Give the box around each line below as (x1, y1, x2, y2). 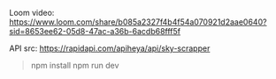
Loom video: (9, 8, 55, 18)
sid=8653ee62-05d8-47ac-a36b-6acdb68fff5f (9, 26, 181, 36)
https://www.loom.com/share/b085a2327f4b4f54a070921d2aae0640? (9, 17, 267, 27)
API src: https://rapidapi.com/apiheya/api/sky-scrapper (9, 43, 211, 54)
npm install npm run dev (30, 61, 119, 70)
